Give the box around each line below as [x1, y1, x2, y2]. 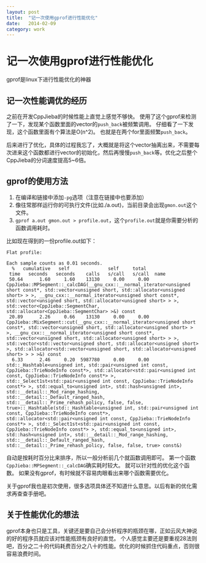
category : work [6, 26, 45, 32]
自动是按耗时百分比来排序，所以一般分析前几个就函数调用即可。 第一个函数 [6, 454, 196, 461]
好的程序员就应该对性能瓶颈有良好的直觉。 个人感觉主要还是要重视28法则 [11, 534, 197, 542]
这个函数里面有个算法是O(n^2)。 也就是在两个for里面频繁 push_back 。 [17, 128, 191, 135]
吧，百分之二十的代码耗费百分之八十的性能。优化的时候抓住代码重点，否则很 [6, 542, 200, 550]
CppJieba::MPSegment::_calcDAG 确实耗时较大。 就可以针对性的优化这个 [6, 461, 185, 469]
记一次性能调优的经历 [6, 96, 87, 106]
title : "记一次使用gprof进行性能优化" [6, 15, 98, 21]
